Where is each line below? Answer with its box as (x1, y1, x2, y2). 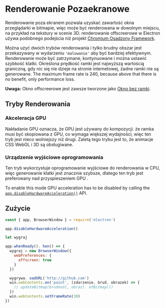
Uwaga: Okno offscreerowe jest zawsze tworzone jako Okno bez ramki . (5, 85, 151, 91)
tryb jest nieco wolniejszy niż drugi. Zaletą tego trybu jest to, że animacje (5, 136, 154, 142)
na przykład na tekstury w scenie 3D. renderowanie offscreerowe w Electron (5, 30, 160, 36)
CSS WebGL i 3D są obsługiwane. (5, 141, 74, 147)
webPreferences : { (14, 253, 52, 258)
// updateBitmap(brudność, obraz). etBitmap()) (14, 285, 113, 290)
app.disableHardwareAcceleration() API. (5, 190, 88, 196)
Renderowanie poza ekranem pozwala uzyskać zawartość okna (5, 20, 134, 26)
